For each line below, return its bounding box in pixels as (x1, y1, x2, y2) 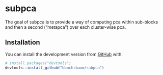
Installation (5, 38, 40, 47)
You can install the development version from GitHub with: (5, 51, 123, 57)
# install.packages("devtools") (5, 60, 71, 66)
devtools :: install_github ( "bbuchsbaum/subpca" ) (5, 65, 105, 70)
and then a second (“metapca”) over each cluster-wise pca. (5, 24, 126, 30)
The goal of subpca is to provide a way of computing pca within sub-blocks (5, 19, 158, 25)
